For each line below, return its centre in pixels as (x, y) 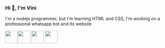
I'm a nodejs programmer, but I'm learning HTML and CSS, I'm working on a (83, 19)
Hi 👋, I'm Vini (21, 8)
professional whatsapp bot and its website (48, 24)
